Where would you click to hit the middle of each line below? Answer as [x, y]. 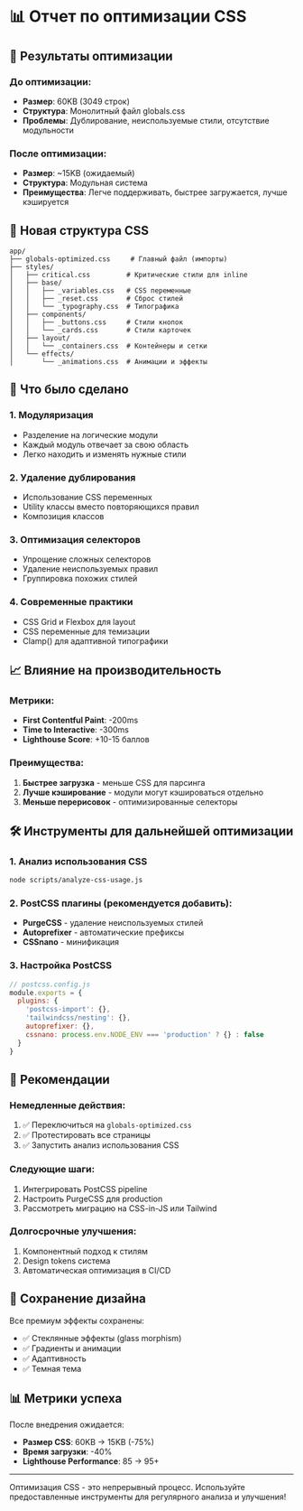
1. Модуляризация [51, 415]
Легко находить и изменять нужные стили [104, 454]
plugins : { [38, 1001]
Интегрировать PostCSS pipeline [85, 1189]
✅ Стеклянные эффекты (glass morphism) [102, 1338]
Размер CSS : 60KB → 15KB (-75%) [88, 1442]
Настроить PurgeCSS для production [92, 1199]
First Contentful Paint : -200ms [80, 720]
